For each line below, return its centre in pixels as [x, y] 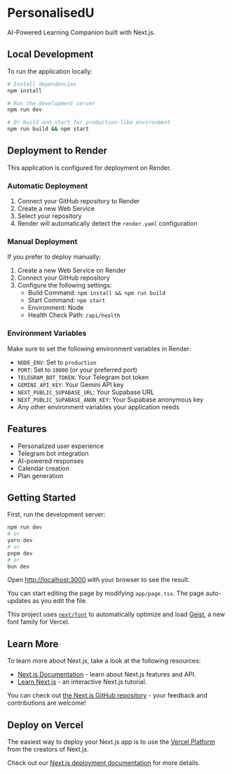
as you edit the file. [60, 601]
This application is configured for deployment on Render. [89, 168]
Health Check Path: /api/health [74, 315]
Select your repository [49, 216]
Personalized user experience [60, 446]
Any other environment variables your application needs [98, 407]
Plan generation [40, 475]
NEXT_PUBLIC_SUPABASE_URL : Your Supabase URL [86, 392]
